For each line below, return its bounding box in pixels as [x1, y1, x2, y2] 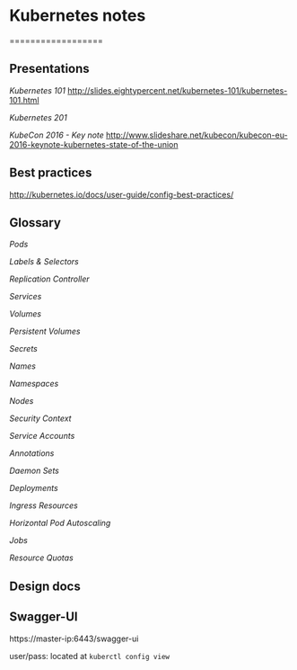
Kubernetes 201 [9, 112, 67, 122]
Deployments [9, 483, 58, 494]
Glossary [9, 215, 61, 230]
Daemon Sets [9, 465, 60, 477]
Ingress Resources [9, 500, 78, 511]
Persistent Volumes [9, 326, 81, 337]
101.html [9, 94, 39, 105]
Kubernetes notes [9, 5, 146, 26]
